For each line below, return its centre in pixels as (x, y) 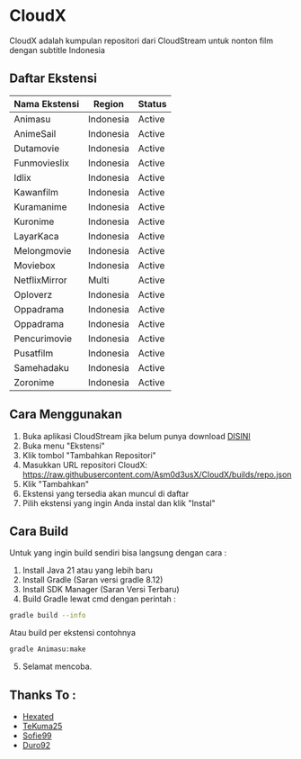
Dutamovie (37, 148)
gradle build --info (48, 616)
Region (108, 104)
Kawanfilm (36, 192)
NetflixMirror (40, 280)
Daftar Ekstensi (53, 79)
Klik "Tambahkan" (56, 483)
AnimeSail (35, 133)
